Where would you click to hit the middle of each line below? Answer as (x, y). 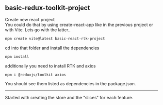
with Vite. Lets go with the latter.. (38, 30)
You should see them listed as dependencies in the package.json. (71, 84)
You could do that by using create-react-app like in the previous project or (79, 25)
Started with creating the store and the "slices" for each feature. (69, 98)
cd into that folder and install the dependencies (52, 48)
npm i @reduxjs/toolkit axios (36, 75)
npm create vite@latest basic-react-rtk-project (55, 39)
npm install (17, 57)
